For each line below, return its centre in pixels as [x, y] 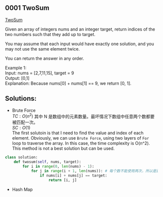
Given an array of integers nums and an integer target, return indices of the [80, 29]
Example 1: [16, 68]
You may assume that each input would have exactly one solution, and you [80, 44]
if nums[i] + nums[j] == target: [73, 175]
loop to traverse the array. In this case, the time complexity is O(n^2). [81, 143]
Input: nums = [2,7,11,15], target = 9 [40, 73]
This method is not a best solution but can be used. [63, 148]
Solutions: [21, 98]
